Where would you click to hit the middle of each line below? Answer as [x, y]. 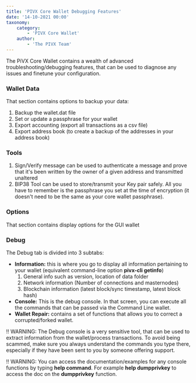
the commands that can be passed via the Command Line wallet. [93, 308]
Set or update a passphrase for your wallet [66, 119]
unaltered [26, 178]
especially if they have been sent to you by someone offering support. [91, 350]
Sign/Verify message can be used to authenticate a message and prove [101, 165]
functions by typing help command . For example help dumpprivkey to [91, 368]
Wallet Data [23, 89]
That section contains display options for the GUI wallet [73, 225]
